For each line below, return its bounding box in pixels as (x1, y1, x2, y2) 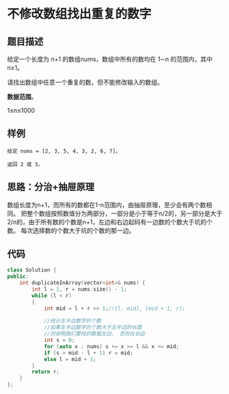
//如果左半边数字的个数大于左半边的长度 (43, 324, 143, 331)
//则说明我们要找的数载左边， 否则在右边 (43, 330, 145, 337)
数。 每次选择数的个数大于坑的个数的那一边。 (7, 226, 135, 235)
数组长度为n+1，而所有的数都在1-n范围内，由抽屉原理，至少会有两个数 (7, 200, 206, 209)
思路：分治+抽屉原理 (7, 181, 95, 193)
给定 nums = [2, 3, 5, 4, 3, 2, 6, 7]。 (7, 148, 121, 155)
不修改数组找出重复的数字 (7, 6, 152, 22)
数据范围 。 (7, 93, 38, 101)
